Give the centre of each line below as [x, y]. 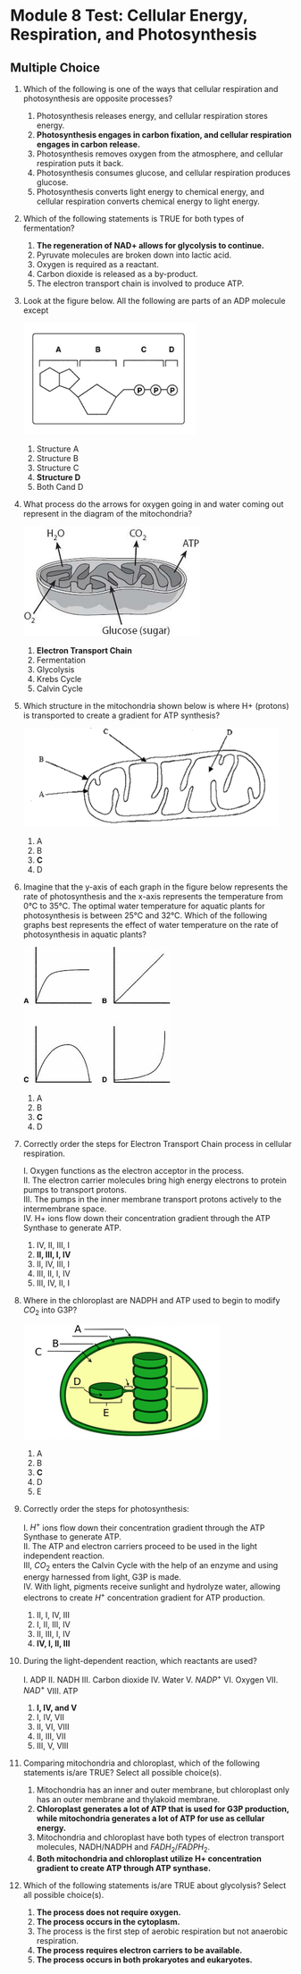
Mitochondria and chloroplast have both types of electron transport [160, 1837]
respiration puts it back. [80, 163]
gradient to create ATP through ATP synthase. [124, 1869]
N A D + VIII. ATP [50, 1690]
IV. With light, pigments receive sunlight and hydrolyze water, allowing [151, 1587]
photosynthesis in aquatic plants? [84, 934]
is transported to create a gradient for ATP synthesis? [121, 715]
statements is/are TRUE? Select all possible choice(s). [122, 1773]
